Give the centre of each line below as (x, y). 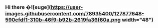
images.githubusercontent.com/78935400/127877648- (75, 13)
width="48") (138, 20)
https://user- (67, 7)
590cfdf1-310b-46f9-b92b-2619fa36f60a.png (63, 20)
